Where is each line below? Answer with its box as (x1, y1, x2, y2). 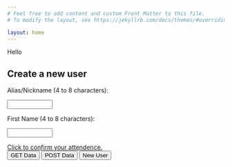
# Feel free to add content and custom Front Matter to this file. (7, 10, 206, 17)
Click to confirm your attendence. (7, 143, 103, 152)
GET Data (10, 152, 37, 159)
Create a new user (7, 68, 88, 79)
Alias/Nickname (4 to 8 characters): (7, 86, 108, 95)
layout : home (7, 29, 45, 36)
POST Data (44, 152, 75, 159)
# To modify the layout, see (7, 17, 91, 23)
